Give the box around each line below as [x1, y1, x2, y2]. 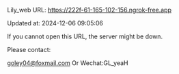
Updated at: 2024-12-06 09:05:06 [7, 19, 104, 27]
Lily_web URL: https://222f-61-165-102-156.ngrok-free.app [7, 6, 172, 14]
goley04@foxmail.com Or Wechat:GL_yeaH [7, 59, 128, 67]
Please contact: [7, 46, 51, 53]
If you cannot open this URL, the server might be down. [7, 32, 163, 40]
